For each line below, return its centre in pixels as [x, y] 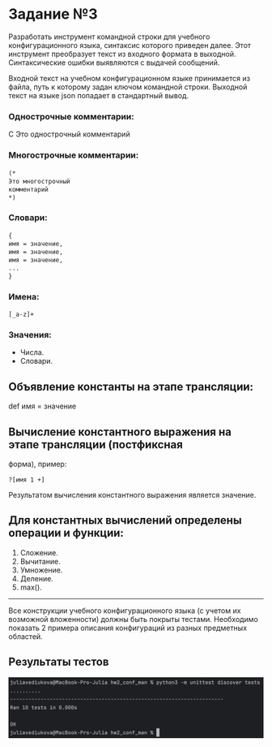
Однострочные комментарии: [72, 116]
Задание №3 [53, 14]
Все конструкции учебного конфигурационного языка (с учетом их [125, 611]
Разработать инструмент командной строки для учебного [109, 37]
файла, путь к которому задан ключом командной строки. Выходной [128, 87]
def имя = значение [42, 406]
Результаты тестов [59, 662]
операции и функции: [66, 533]
